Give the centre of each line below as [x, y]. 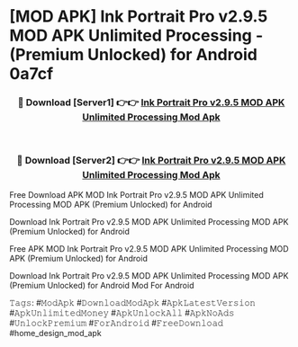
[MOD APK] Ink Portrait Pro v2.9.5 [139, 17]
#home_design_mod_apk [55, 333]
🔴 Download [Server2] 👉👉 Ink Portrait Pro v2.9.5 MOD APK [151, 161]
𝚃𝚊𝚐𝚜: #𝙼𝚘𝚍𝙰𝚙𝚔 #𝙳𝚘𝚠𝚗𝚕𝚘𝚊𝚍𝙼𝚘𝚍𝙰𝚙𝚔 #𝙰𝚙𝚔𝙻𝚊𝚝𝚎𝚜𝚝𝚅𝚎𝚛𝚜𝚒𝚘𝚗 [133, 302]
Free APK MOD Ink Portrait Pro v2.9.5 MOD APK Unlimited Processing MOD [149, 248]
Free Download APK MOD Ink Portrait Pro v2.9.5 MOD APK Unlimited [136, 194]
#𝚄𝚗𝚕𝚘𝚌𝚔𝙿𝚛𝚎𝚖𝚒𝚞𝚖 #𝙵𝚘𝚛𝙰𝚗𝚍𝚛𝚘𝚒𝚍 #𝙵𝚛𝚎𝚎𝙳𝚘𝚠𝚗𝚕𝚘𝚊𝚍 [116, 323]
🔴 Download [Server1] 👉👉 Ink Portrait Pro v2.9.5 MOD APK [151, 102]
